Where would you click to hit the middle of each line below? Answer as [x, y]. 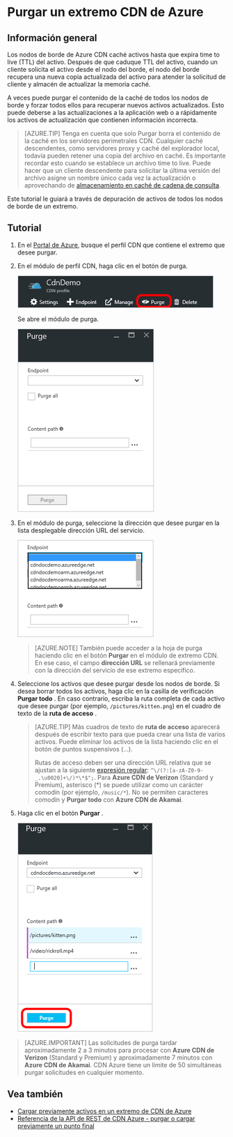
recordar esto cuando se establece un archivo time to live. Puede [118, 163]
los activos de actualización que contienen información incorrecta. [103, 120]
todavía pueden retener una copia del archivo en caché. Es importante [125, 155]
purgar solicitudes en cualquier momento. [84, 1072]
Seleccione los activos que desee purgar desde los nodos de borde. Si [119, 683]
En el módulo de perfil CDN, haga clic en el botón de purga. [102, 266]
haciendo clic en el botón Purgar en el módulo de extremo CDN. [127, 655]
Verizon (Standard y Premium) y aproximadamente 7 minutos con [118, 1058]
